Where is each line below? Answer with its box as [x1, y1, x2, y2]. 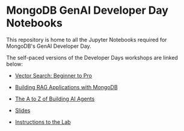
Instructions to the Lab [14, 118, 71, 126]
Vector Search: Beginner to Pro [14, 72, 92, 79]
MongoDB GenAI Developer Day [6, 4, 168, 17]
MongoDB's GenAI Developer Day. [6, 42, 91, 50]
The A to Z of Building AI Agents [14, 95, 95, 102]
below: [6, 60, 23, 68]
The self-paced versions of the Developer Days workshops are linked [6, 54, 179, 61]
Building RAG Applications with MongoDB [14, 83, 118, 90]
